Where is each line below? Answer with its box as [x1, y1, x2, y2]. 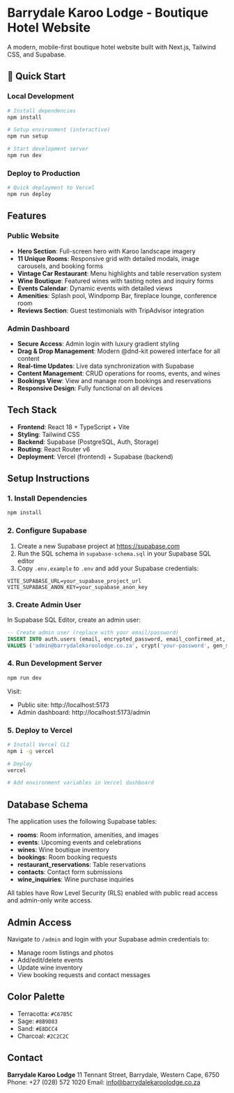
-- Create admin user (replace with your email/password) [7, 629, 179, 636]
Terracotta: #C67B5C [17, 1009, 73, 1018]
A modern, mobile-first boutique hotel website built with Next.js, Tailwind [7, 43, 217, 51]
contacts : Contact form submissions [17, 868, 123, 877]
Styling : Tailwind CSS [17, 430, 80, 438]
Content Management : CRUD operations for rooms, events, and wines [17, 369, 221, 378]
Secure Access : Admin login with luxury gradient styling [17, 339, 180, 348]
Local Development [7, 91, 75, 101]
